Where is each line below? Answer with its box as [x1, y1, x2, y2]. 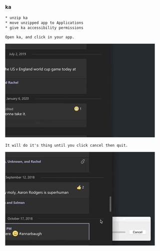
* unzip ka [5, 15, 28, 20]
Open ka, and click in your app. [5, 35, 75, 40]
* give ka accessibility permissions [5, 25, 84, 30]
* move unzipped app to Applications [5, 20, 84, 25]
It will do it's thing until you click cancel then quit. [5, 143, 128, 148]
